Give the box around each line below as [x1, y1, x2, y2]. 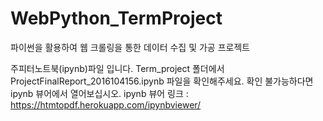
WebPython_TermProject [10, 7, 223, 30]
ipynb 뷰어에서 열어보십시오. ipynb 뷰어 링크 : [10, 87, 189, 99]
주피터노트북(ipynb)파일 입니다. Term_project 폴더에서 [10, 62, 225, 74]
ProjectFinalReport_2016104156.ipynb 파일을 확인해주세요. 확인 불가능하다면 [10, 75, 314, 87]
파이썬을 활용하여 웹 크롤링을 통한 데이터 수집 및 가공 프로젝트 [10, 41, 251, 53]
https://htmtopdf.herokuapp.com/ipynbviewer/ [10, 98, 202, 111]
